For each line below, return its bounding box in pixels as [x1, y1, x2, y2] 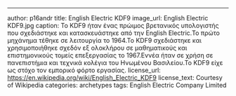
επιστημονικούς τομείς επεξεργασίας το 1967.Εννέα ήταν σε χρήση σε [7, 51, 214, 60]
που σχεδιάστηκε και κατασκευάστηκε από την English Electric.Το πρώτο [7, 29, 220, 37]
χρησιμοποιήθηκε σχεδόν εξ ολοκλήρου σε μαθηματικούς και [7, 43, 188, 52]
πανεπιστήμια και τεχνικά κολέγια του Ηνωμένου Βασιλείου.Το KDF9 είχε [7, 59, 223, 67]
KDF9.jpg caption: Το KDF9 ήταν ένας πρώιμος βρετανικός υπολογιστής [7, 22, 219, 29]
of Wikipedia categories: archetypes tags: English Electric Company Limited [7, 81, 227, 89]
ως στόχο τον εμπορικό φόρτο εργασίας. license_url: [7, 66, 162, 74]
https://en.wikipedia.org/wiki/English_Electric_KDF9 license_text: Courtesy [7, 74, 223, 81]
